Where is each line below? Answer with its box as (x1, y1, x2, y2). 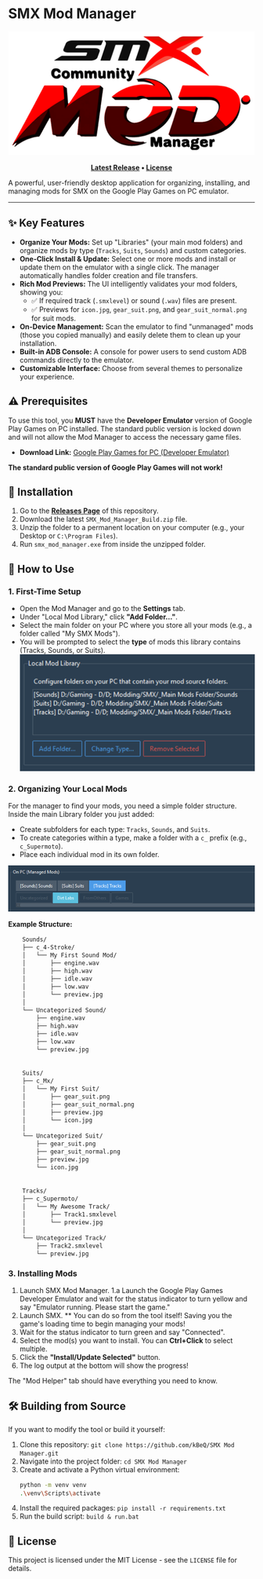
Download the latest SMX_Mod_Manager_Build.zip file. (19, 515, 188, 524)
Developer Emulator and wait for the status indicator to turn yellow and (19, 1294, 248, 1303)
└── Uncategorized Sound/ (22, 1006, 107, 1014)
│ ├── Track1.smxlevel (22, 1211, 117, 1218)
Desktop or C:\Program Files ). (19, 531, 118, 540)
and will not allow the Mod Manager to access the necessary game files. (8, 432, 242, 441)
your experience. (19, 372, 74, 381)
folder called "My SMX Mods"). (19, 629, 121, 639)
